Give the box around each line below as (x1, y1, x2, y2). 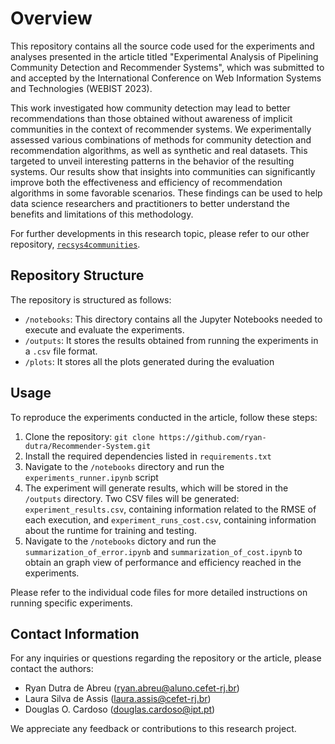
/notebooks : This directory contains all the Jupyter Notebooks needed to (24, 313, 323, 325)
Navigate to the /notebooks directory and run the (24, 460, 225, 472)
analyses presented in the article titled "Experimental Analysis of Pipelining (10, 50, 319, 62)
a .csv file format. (24, 345, 98, 357)
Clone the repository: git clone (24, 430, 155, 442)
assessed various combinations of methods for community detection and (10, 133, 312, 146)
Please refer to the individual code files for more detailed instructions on (10, 586, 308, 598)
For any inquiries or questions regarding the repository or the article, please (10, 652, 322, 664)
